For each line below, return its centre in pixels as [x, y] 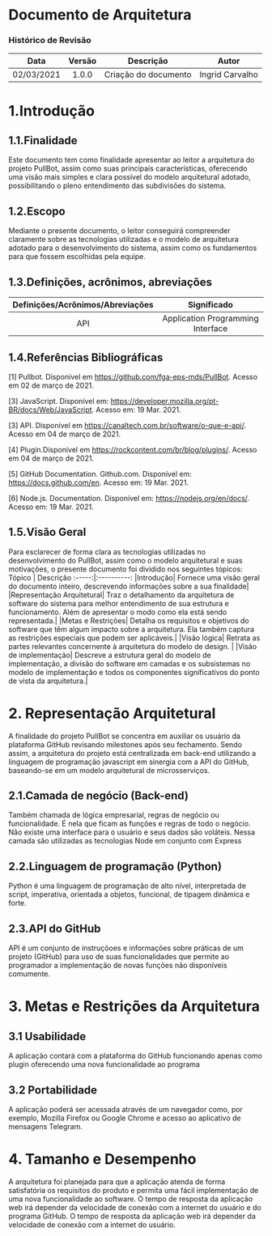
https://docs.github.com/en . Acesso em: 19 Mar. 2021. [98, 482]
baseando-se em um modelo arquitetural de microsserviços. [109, 770]
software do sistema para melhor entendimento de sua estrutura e [119, 603]
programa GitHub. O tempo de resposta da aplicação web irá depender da [132, 1216]
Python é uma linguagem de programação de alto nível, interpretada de [127, 886]
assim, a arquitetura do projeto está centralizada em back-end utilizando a [132, 753]
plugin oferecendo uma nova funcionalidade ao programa [104, 1064]
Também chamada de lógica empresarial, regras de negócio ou [114, 815]
